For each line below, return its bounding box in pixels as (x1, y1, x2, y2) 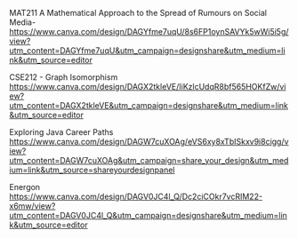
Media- (9, 17, 36, 28)
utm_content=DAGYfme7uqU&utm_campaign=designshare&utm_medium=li (9, 45, 286, 56)
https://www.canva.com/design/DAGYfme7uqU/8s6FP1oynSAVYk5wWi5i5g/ (9, 27, 289, 36)
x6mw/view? (9, 201, 56, 211)
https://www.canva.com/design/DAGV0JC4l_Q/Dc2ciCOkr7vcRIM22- (9, 191, 263, 202)
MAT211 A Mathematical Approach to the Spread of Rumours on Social (9, 8, 267, 18)
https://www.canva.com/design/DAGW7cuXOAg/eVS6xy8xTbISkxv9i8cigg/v (9, 137, 289, 147)
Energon (9, 182, 41, 192)
